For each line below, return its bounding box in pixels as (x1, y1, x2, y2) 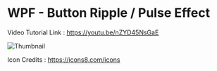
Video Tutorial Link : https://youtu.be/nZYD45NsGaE (7, 28, 159, 37)
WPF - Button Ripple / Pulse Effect (7, 5, 210, 21)
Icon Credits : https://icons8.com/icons (7, 55, 120, 64)
